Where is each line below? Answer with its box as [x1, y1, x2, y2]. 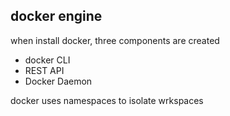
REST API [24, 64, 65, 76]
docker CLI [24, 54, 71, 66]
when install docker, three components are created [10, 34, 220, 46]
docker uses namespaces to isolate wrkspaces [10, 94, 204, 106]
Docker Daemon [24, 75, 93, 87]
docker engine [10, 8, 103, 25]
